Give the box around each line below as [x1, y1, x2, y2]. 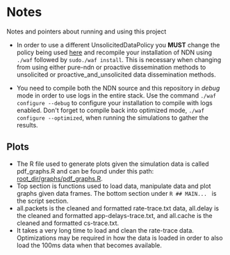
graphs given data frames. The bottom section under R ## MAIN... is [16, 189, 217, 197]
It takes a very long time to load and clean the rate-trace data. [16, 226, 194, 234]
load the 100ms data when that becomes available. [16, 241, 163, 249]
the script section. [16, 196, 69, 205]
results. [16, 121, 39, 129]
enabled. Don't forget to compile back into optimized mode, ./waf [16, 106, 205, 114]
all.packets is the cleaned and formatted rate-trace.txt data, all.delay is [16, 203, 220, 212]
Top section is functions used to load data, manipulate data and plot [16, 182, 211, 190]
